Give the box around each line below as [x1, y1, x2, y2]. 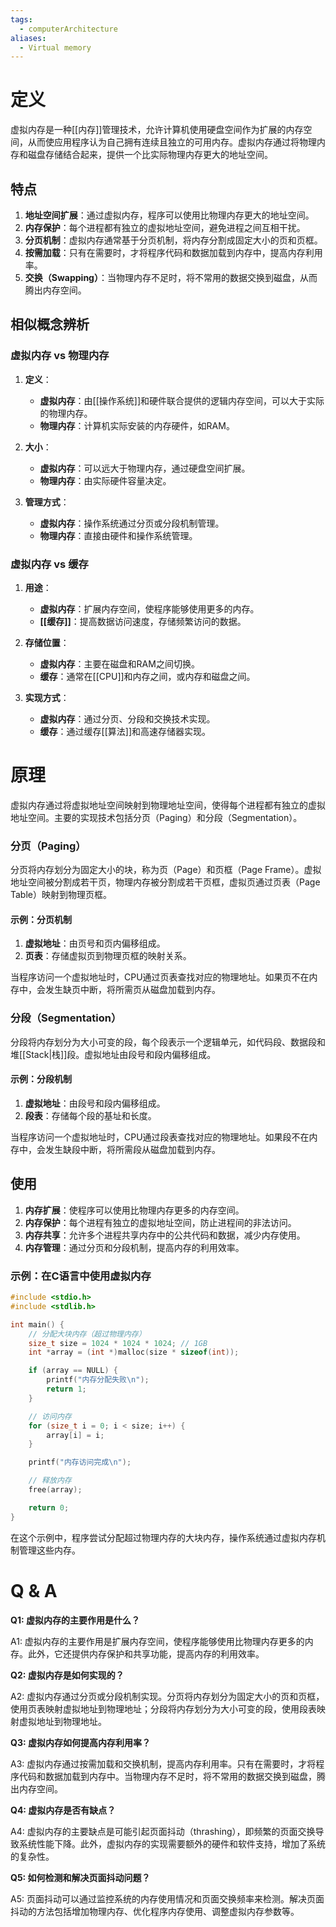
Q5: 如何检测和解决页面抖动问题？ [10, 1871, 151, 1883]
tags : [10, 14, 33, 25]
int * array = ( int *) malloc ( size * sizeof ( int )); [28, 1347, 240, 1358]
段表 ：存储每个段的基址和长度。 [24, 1109, 157, 1121]
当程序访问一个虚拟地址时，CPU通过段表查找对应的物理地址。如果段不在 [10, 1131, 310, 1143]
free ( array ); [28, 1485, 83, 1495]
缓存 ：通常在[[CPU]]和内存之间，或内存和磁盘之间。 [39, 670, 256, 682]
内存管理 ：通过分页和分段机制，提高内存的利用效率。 [24, 1241, 245, 1253]
